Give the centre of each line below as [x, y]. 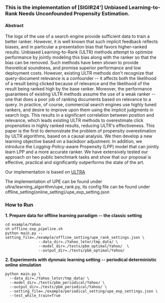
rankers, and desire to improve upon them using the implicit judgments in [80, 110]
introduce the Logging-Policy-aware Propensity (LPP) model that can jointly [82, 147]
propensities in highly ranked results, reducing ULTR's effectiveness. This [80, 126]
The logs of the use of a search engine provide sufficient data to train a [77, 37]
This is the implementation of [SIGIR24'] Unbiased [66, 7]
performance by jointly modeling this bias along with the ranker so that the [81, 57]
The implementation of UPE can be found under [54, 181]
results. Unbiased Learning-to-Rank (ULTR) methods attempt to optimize [79, 52]
